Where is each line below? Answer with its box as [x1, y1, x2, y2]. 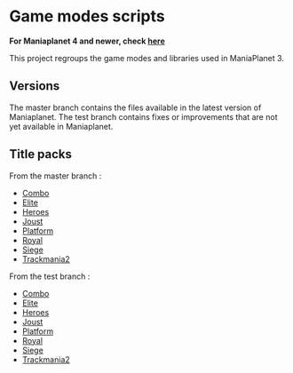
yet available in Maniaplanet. [9, 121, 114, 131]
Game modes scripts [9, 6, 166, 27]
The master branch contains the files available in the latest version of [9, 102, 262, 113]
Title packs [9, 147, 73, 162]
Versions [9, 78, 60, 94]
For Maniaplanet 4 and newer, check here [9, 36, 166, 46]
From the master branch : [9, 171, 102, 181]
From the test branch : [9, 271, 91, 282]
